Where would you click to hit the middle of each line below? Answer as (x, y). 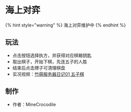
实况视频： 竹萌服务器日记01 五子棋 (48, 74)
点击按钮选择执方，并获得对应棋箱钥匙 (52, 55)
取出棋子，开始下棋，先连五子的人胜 (50, 61)
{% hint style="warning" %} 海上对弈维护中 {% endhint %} (65, 25)
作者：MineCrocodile (34, 104)
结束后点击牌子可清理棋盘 (39, 67)
